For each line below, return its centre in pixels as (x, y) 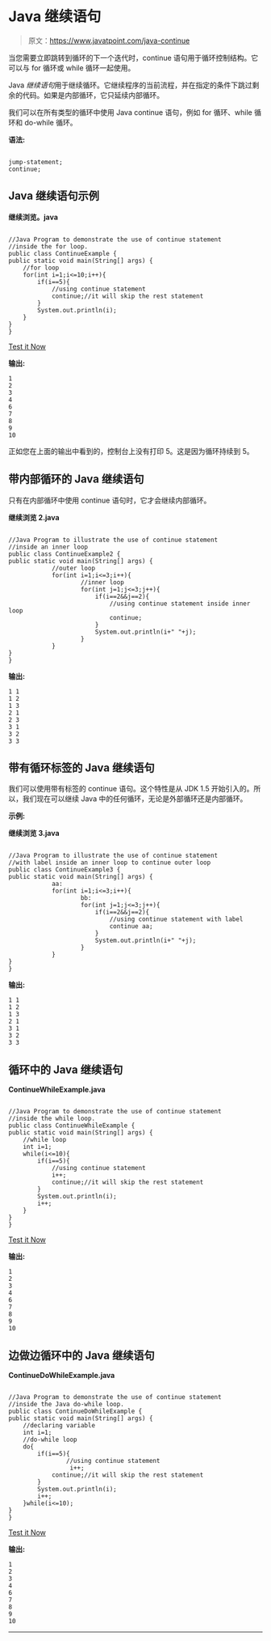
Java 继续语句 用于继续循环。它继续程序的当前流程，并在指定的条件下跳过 (130, 85)
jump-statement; (35, 162)
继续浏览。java (33, 217)
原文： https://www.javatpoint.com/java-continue (109, 40)
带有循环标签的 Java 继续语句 (81, 767)
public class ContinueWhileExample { (72, 1126)
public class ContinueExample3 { (65, 870)
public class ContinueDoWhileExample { (75, 1411)
